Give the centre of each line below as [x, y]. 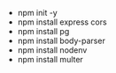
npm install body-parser [62, 40]
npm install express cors [62, 22]
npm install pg [43, 31]
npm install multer [50, 59]
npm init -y [37, 13]
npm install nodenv [52, 50]
